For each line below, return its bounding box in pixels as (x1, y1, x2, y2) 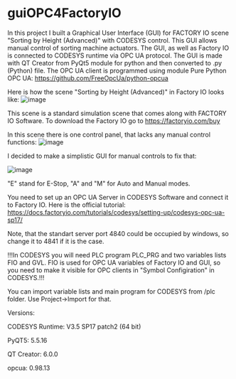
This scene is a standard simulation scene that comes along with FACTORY (7, 109, 227, 117)
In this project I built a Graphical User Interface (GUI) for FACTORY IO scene (7, 28, 230, 37)
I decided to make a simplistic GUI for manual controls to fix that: (7, 151, 197, 160)
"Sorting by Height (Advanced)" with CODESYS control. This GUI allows (7, 36, 218, 44)
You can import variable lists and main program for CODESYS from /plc (7, 287, 215, 296)
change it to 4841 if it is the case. (7, 237, 104, 245)
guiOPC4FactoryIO (7, 5, 122, 21)
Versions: (7, 308, 36, 317)
